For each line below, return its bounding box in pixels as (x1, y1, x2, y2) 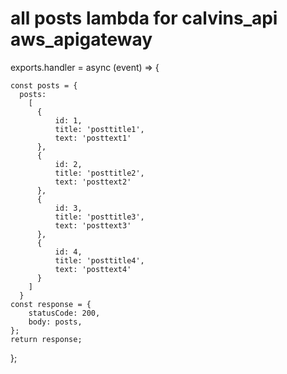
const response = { (10, 299, 92, 309)
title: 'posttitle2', (54, 168, 145, 178)
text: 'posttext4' (54, 264, 132, 274)
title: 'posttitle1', (54, 124, 145, 134)
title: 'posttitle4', (54, 255, 145, 266)
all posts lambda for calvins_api (10, 7, 278, 30)
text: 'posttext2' (54, 177, 132, 187)
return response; (10, 334, 83, 344)
